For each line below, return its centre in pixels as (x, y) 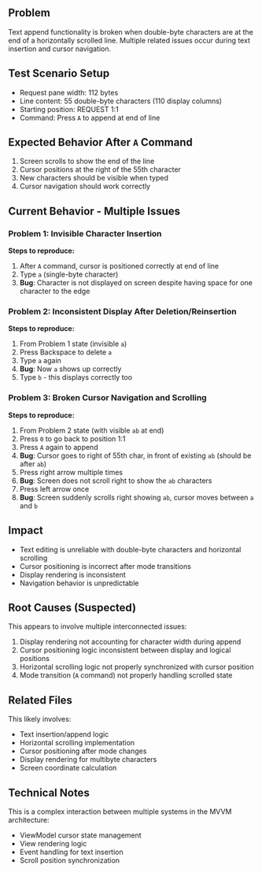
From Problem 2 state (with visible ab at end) (92, 430)
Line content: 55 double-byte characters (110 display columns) (121, 101)
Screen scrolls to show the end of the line (87, 162)
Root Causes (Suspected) (72, 607)
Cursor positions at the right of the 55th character (100, 169)
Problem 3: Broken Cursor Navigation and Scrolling (107, 398)
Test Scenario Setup (59, 74)
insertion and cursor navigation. (60, 48)
